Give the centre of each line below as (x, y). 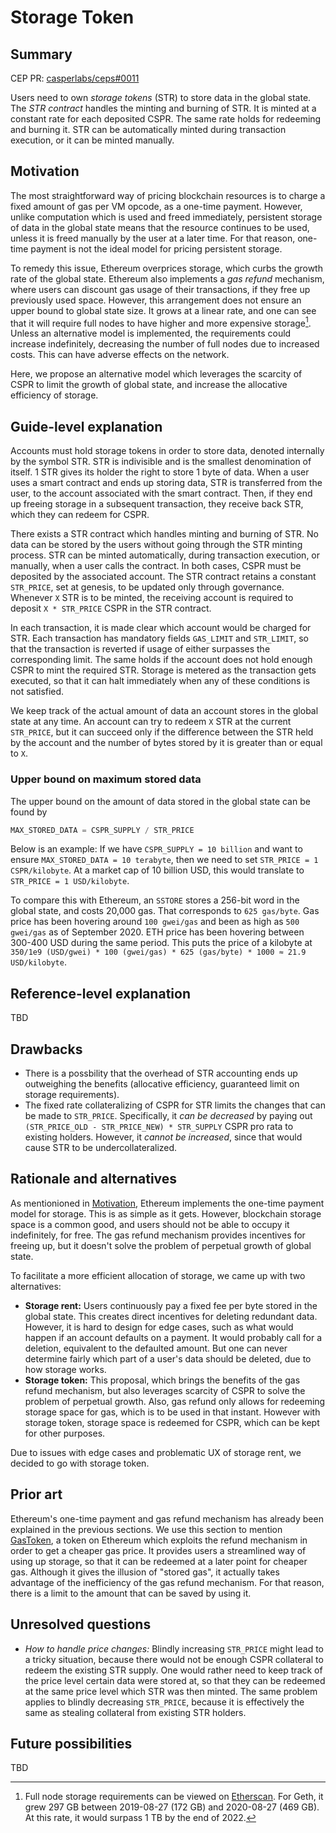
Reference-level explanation (100, 993)
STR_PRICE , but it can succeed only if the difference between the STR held (162, 732)
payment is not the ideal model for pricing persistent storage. (156, 248)
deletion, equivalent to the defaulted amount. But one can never (156, 1348)
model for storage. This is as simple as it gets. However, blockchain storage (166, 1213)
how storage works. (65, 1369)
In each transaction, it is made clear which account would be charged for (161, 628)
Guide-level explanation (86, 426)
